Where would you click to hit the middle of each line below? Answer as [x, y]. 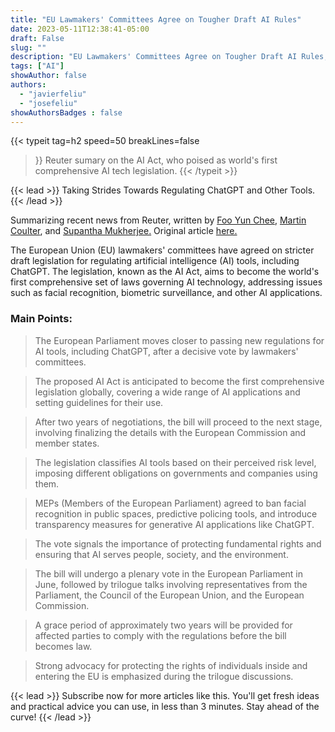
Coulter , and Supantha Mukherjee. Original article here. [124, 231]
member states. [67, 443]
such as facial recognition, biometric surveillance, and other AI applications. [166, 293]
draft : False [37, 38]
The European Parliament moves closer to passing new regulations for [179, 340]
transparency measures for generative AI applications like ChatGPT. [174, 524]
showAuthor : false [48, 76]
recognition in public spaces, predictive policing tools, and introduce [176, 513]
